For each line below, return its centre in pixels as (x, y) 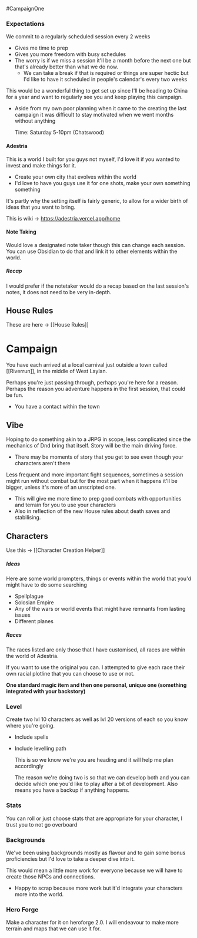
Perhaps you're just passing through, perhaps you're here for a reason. (92, 383)
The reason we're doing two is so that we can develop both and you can (102, 778)
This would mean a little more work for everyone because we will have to (94, 870)
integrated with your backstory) (46, 691)
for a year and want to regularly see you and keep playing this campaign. (94, 97)
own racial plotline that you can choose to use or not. (71, 673)
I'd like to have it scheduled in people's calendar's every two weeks (105, 80)
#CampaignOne (25, 9)
